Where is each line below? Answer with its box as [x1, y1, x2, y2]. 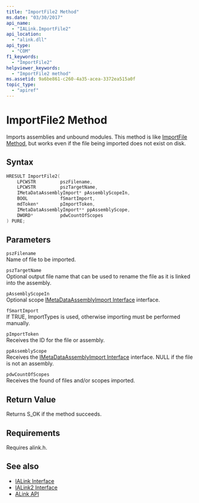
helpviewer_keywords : [6, 65, 61, 71]
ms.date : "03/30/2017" [6, 14, 63, 21]
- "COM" [11, 48, 31, 54]
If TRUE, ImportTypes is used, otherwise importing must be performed [6, 313, 180, 320]
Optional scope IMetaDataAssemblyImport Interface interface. [6, 296, 161, 303]
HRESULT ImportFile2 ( [6, 173, 61, 179]
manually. [6, 320, 30, 327]
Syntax [6, 157, 34, 168]
